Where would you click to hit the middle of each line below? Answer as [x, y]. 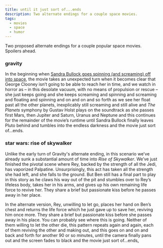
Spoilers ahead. [21, 51]
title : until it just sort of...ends [43, 9]
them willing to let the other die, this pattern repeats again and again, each [79, 225]
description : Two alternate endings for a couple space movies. [71, 14]
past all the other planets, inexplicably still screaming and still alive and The [80, 105]
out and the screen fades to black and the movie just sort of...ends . [72, 240]
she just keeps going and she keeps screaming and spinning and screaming [81, 94]
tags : [10, 18]
